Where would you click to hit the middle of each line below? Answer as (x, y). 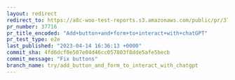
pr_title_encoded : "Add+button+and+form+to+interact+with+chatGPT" (107, 33)
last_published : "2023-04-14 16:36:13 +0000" (74, 46)
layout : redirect (32, 14)
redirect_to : (26, 20)
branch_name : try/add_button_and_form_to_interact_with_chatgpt (102, 65)
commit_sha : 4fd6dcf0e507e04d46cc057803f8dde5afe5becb (88, 53)
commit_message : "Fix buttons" (52, 59)
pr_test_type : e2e (33, 40)
